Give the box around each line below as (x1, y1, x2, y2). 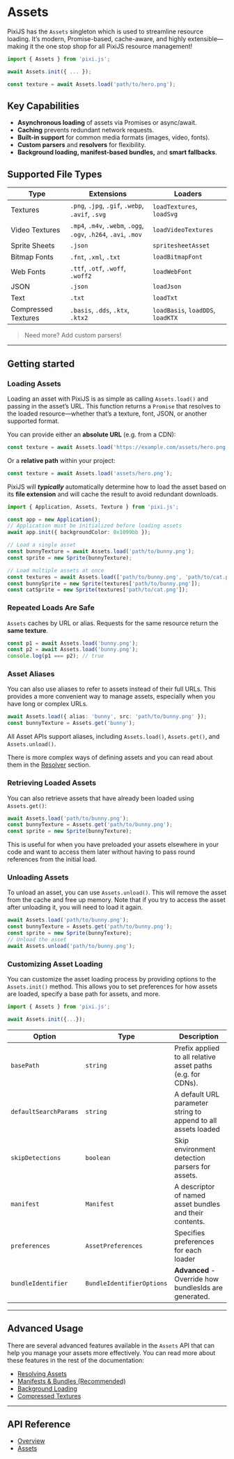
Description (178, 1031, 219, 1041)
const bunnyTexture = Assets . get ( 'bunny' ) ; (7, 719, 136, 727)
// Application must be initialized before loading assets (7, 522, 182, 530)
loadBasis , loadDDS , (152, 305, 216, 315)
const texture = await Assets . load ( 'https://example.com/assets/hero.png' (7, 443, 229, 450)
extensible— (187, 34, 224, 43)
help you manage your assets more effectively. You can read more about (7, 1348, 216, 1357)
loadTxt (152, 294, 178, 302)
